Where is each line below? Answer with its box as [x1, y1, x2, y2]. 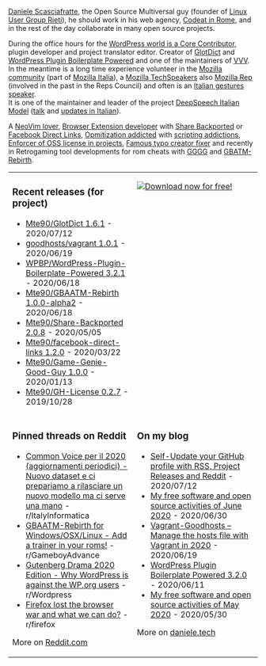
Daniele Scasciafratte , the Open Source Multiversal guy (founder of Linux [8, 7, 248, 16]
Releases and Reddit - [150, 470, 234, 481]
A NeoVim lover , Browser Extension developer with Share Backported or [8, 122, 243, 131]
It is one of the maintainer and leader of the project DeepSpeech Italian [8, 98, 240, 107]
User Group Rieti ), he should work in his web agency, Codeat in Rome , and [8, 15, 252, 25]
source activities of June [150, 500, 242, 511]
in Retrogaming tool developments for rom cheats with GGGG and [8, 147, 222, 156]
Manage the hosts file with [150, 530, 249, 541]
